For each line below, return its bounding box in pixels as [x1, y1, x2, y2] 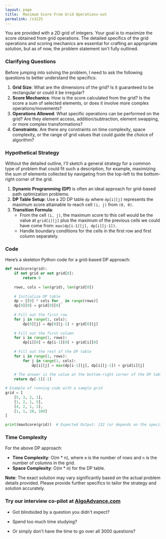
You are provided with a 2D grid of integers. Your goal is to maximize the [5, 30, 153, 36]
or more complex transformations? [12, 121, 83, 127]
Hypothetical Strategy [5, 149, 59, 156]
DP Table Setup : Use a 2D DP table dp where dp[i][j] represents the [12, 196, 154, 202]
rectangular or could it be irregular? [12, 90, 85, 96]
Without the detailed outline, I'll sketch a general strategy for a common [5, 160, 151, 166]
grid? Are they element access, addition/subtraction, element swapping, [12, 116, 159, 122]
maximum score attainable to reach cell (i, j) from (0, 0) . [12, 201, 133, 207]
